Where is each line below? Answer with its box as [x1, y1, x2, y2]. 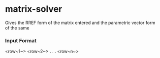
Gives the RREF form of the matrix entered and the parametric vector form [5, 20, 156, 26]
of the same [5, 25, 30, 30]
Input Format [5, 37, 37, 44]
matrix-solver [5, 3, 63, 15]
